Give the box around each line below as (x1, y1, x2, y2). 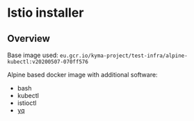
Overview (7, 33, 51, 45)
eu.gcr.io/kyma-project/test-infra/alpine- (60, 52, 188, 59)
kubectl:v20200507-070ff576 (7, 58, 89, 65)
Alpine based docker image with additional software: (7, 71, 158, 79)
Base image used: (7, 51, 59, 59)
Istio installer (7, 5, 84, 21)
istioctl (17, 99, 37, 107)
